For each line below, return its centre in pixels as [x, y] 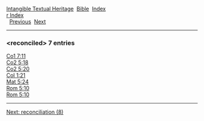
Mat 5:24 [18, 82]
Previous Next [27, 21]
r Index [15, 15]
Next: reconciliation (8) [35, 112]
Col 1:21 [16, 76]
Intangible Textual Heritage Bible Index [56, 9]
